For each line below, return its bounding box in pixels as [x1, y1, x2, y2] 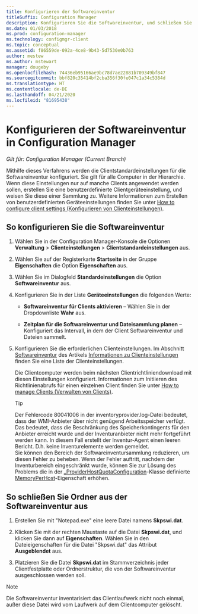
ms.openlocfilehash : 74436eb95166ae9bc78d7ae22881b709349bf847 [6, 70, 166, 76]
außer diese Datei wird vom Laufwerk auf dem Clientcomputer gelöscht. [6, 601, 183, 608]
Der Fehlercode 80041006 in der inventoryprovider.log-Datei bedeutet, [14, 412, 188, 419]
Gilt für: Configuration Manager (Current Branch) [6, 155, 126, 163]
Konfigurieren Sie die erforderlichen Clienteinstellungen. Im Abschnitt [14, 345, 184, 352]
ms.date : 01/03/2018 [6, 25, 58, 32]
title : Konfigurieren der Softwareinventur [6, 8, 116, 15]
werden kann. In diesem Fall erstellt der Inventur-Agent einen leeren [14, 437, 181, 444]
